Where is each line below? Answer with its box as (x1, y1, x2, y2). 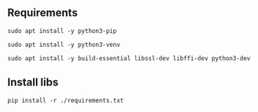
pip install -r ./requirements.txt (7, 96, 124, 104)
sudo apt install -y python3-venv (7, 41, 121, 49)
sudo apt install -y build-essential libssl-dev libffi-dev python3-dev (7, 54, 251, 62)
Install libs (7, 76, 59, 89)
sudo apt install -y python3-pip (7, 27, 117, 34)
